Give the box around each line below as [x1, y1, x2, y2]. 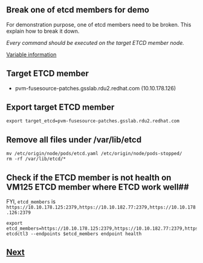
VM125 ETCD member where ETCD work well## [6, 182, 189, 192]
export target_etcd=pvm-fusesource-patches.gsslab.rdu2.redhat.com [6, 118, 180, 124]
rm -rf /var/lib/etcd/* [6, 156, 66, 162]
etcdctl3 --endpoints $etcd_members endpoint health [6, 231, 142, 237]
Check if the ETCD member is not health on [6, 172, 172, 182]
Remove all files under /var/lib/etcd [6, 135, 142, 145]
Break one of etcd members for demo [6, 5, 150, 15]
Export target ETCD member [6, 102, 115, 113]
